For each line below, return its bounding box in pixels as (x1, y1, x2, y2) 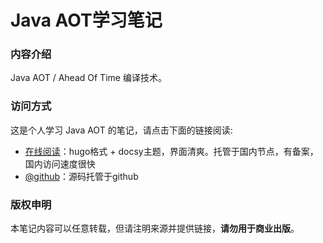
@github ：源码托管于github (24, 170, 139, 182)
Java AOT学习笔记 (10, 9, 163, 32)
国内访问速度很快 (24, 157, 96, 170)
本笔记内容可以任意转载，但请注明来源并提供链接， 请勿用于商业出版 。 (10, 222, 300, 235)
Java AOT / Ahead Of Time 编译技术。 (10, 72, 167, 84)
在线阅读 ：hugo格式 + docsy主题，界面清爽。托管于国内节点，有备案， (24, 145, 319, 157)
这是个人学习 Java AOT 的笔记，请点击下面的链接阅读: (10, 124, 233, 136)
